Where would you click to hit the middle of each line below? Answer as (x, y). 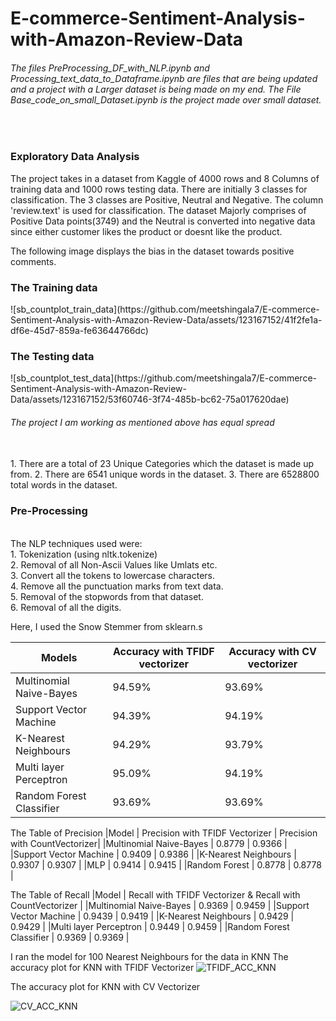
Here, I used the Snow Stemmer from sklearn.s (106, 626)
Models (59, 657)
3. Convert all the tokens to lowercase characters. (113, 575)
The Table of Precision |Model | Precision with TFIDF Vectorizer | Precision (164, 833)
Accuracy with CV (273, 651)
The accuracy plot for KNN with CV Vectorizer (105, 986)
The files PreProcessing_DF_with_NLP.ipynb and (110, 68)
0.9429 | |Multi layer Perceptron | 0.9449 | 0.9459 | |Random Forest (150, 926)
